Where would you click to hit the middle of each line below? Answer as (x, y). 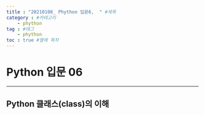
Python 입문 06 (45, 72)
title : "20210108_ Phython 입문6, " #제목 (61, 12)
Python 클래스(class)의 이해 (58, 104)
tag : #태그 (20, 29)
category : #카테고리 (31, 18)
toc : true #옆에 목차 (33, 40)
